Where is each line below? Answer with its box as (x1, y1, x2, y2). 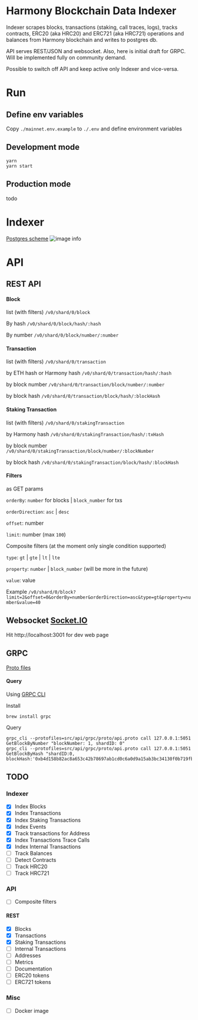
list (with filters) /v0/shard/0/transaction (6, 358, 106, 365)
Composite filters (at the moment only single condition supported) (6, 542, 167, 550)
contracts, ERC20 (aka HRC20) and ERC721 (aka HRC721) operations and (6, 30, 184, 37)
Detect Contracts (14, 856, 57, 863)
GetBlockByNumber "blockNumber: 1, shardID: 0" (6, 740, 126, 746)
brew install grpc (6, 713, 51, 720)
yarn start (6, 163, 33, 169)
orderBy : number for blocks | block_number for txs (6, 496, 123, 504)
